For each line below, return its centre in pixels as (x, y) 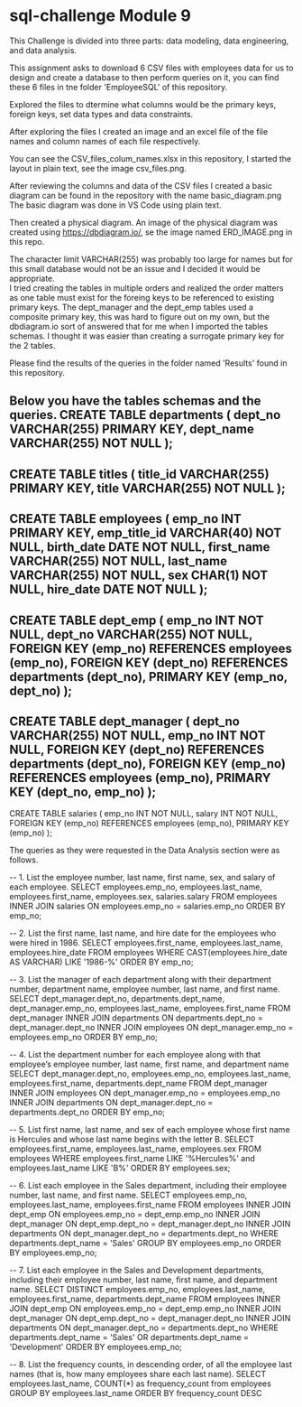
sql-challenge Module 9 (100, 16)
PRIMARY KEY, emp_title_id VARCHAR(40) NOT (146, 533)
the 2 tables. (32, 345)
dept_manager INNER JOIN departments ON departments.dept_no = (136, 1018)
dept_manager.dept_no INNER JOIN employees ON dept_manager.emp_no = (151, 1028)
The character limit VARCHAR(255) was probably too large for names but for (151, 259)
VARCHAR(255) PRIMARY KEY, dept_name (132, 429)
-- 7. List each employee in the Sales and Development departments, (137, 1271)
